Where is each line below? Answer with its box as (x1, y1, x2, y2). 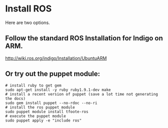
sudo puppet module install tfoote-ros (5, 109, 89, 114)
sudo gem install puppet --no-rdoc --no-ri (5, 100, 98, 105)
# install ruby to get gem (5, 83, 62, 88)
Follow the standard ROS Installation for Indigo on (5, 34, 163, 42)
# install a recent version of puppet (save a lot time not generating (5, 91, 158, 96)
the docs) (5, 96, 26, 101)
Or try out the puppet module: (5, 69, 100, 78)
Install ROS (5, 3, 52, 14)
